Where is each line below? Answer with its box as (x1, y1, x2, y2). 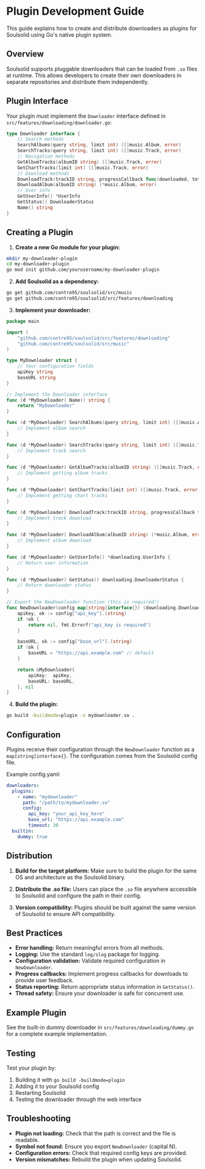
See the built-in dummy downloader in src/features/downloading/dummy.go (6, 1024, 194, 1031)
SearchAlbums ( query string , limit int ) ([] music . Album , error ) (17, 142, 182, 148)
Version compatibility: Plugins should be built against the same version (15, 904, 196, 911)
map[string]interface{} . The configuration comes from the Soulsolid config (6, 752, 198, 759)
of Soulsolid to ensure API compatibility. (15, 910, 116, 917)
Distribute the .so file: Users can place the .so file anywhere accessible (15, 885, 197, 893)
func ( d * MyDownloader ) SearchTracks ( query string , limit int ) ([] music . (6, 442, 198, 448)
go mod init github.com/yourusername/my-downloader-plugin (6, 267, 160, 273)
